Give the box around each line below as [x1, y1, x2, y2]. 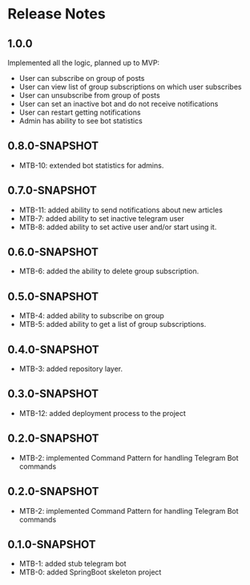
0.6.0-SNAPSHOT [7, 245, 99, 259]
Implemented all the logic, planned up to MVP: [7, 58, 160, 67]
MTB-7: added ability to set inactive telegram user [18, 213, 185, 223]
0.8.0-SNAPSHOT [7, 139, 99, 153]
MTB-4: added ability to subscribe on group [18, 311, 165, 321]
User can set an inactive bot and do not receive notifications [18, 99, 219, 108]
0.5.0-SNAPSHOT [7, 289, 99, 303]
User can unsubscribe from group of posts [18, 91, 161, 100]
